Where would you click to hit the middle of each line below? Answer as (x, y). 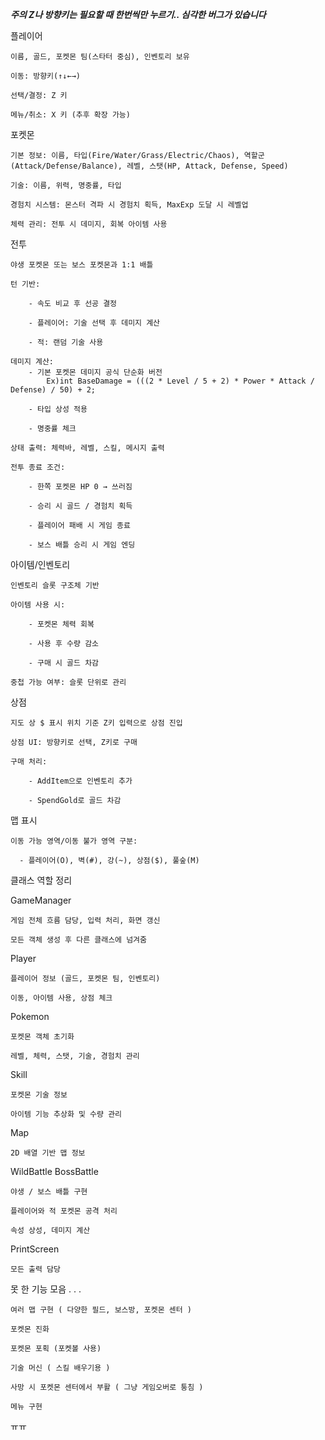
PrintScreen (35, 1249)
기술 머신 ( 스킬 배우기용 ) (60, 1368)
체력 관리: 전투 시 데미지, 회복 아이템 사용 (89, 224)
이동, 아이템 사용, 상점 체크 (61, 998)
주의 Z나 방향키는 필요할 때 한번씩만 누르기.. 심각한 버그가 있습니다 (138, 14)
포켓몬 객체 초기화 (42, 1037)
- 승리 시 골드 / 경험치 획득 (80, 506)
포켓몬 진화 (30, 1329)
